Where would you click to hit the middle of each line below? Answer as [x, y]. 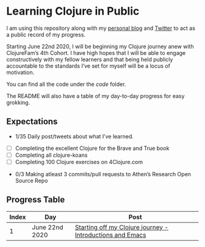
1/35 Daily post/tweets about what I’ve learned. [74, 136]
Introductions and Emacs [110, 235]
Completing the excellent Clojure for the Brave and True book [92, 148]
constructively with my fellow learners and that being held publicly [90, 59]
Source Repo [31, 181]
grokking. [18, 102]
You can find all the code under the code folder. [66, 84]
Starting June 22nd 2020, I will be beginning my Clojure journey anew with [100, 46]
